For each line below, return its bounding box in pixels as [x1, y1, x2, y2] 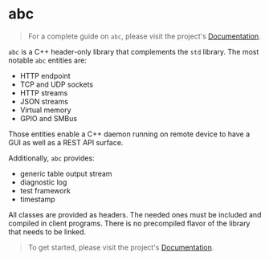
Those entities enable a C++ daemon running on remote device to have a [8, 129, 251, 139]
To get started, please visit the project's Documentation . [27, 242, 214, 252]
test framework [19, 185, 71, 195]
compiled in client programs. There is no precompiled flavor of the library [8, 218, 251, 228]
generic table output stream [19, 169, 112, 178]
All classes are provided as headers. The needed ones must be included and [8, 209, 262, 219]
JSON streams [19, 96, 68, 106]
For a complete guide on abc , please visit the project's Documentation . [27, 31, 261, 41]
